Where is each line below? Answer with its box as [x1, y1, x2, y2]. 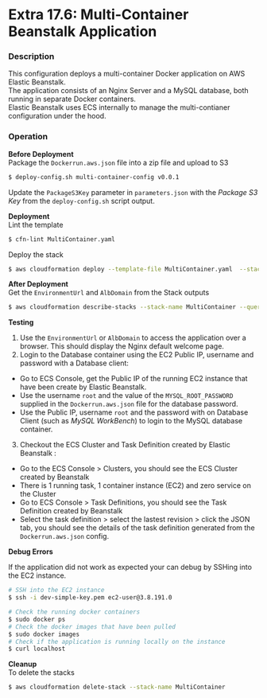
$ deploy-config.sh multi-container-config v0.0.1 [8, 173, 180, 181]
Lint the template [8, 220, 64, 229]
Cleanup [8, 659, 37, 669]
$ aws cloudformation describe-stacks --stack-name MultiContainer [8, 303, 237, 311]
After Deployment [8, 279, 69, 289]
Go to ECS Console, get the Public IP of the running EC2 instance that [19, 374, 248, 384]
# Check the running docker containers [8, 608, 141, 616]
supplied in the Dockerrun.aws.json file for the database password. [19, 400, 238, 409]
